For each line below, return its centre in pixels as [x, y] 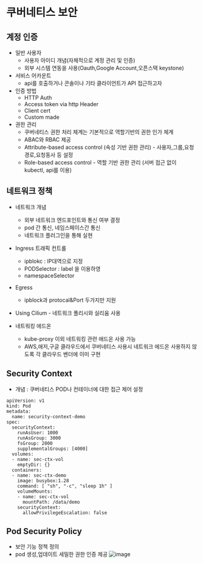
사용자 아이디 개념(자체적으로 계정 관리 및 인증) [80, 60]
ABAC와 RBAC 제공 [47, 140]
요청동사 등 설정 [54, 155]
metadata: [19, 411]
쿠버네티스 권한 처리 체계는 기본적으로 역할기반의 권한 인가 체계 [99, 132]
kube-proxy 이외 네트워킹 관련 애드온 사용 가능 [80, 338]
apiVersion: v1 [26, 401]
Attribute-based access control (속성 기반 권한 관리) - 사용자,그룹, [104, 147]
